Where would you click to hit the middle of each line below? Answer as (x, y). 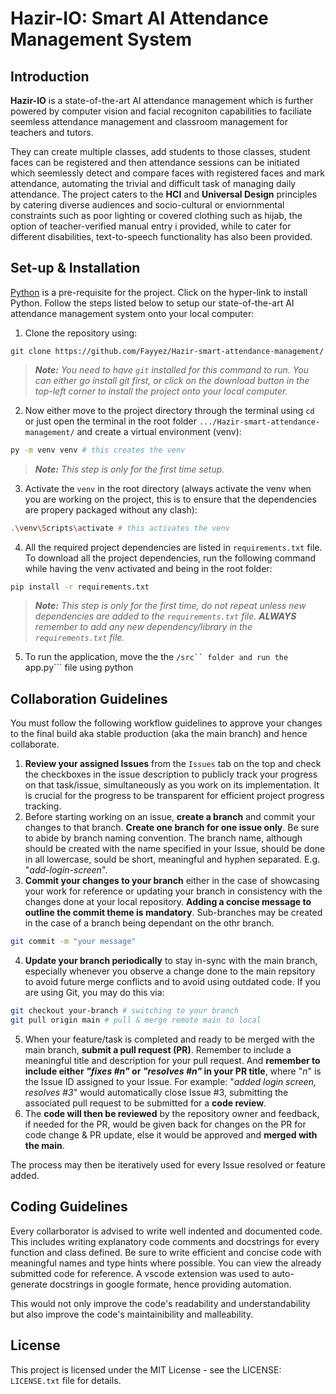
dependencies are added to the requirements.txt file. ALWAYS (165, 616)
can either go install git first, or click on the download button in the (172, 380)
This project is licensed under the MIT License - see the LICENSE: (146, 1369)
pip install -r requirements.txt (80, 587)
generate (29, 1284)
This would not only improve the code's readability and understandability (160, 1303)
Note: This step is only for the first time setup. (129, 469)
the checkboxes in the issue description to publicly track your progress (171, 774)
